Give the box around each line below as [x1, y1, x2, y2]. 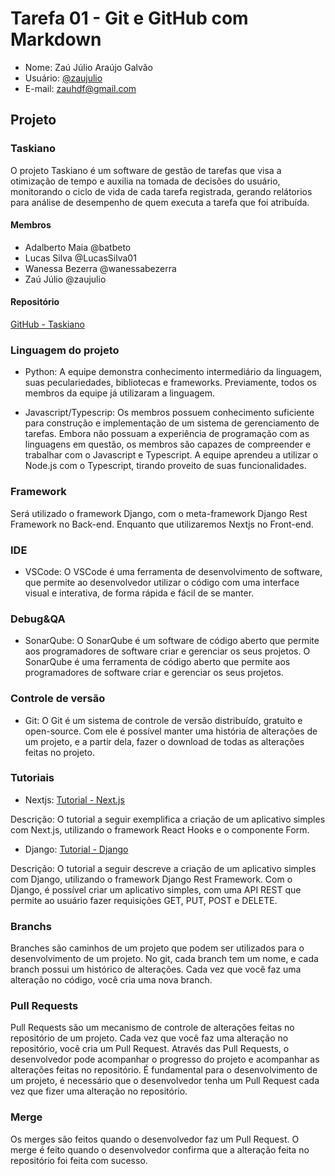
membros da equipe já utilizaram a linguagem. [24, 387, 216, 399]
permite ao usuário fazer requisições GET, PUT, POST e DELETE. [10, 894, 278, 906]
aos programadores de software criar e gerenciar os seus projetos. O [24, 645, 311, 657]
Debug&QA [10, 612, 66, 626]
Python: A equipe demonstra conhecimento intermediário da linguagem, [24, 366, 322, 378]
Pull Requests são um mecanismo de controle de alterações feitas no [10, 1022, 295, 1034]
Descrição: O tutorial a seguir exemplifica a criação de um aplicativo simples [10, 813, 326, 825]
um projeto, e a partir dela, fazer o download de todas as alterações [24, 735, 305, 747]
